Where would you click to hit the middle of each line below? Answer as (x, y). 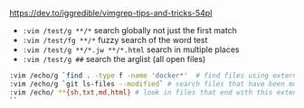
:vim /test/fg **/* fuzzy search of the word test (115, 40)
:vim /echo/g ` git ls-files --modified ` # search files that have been (147, 84)
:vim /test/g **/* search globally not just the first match (130, 30)
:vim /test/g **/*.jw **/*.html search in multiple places (131, 49)
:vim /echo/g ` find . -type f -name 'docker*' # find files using (139, 76)
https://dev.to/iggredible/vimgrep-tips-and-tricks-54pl (111, 13)
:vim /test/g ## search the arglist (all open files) (114, 59)
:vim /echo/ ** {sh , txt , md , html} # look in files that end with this (141, 92)
